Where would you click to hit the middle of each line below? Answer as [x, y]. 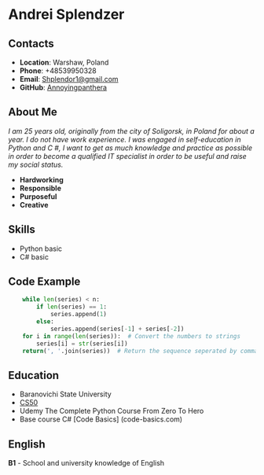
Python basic [41, 249]
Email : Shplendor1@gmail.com [69, 79]
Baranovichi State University [65, 394]
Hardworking [42, 179]
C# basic [34, 256]
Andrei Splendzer [66, 15]
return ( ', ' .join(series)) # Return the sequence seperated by [130, 351]
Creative [34, 204]
